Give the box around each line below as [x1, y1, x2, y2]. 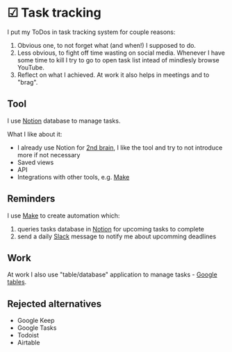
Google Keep [17, 317, 55, 325]
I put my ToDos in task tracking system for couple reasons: [7, 28, 176, 36]
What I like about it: [7, 130, 63, 138]
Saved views [17, 158, 54, 166]
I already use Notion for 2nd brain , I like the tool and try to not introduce [17, 143, 223, 152]
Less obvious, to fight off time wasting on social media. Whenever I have [17, 49, 226, 57]
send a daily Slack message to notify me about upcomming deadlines [17, 232, 217, 240]
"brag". [17, 78, 38, 86]
